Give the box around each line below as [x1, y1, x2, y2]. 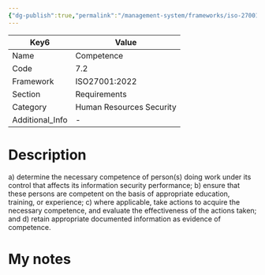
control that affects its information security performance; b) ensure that [8, 180, 241, 190]
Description [8, 145, 87, 164]
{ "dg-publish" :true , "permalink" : [8, 11, 118, 20]
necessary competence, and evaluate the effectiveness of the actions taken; [8, 205, 257, 215]
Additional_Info [12, 114, 69, 125]
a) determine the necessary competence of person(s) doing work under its [8, 171, 252, 182]
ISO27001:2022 [75, 76, 137, 87]
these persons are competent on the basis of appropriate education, [8, 189, 230, 198]
